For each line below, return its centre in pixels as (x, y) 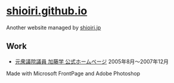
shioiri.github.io (47, 11)
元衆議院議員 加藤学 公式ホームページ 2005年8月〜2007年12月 (92, 62)
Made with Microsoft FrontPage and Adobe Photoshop (73, 73)
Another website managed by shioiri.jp (54, 27)
